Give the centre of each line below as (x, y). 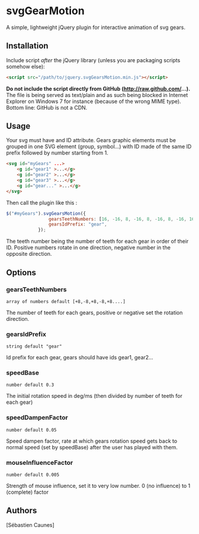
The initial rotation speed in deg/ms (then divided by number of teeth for (94, 396)
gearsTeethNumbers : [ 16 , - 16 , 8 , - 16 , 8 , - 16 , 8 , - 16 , (118, 219)
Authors (22, 511)
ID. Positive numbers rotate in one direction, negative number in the (88, 247)
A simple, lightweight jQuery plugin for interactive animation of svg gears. (96, 27)
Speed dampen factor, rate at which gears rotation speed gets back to (92, 441)
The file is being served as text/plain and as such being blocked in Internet (97, 95)
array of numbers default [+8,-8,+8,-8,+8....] (66, 301)
